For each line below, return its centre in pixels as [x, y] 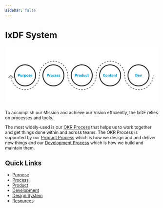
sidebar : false [20, 10]
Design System [27, 196]
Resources [23, 201]
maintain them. [20, 148]
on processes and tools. [29, 118]
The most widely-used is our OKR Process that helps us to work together [78, 127]
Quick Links [23, 163]
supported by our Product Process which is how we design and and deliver [81, 137]
